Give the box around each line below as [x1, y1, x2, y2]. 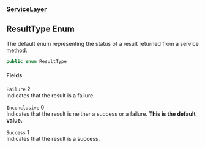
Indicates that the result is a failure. [6, 91, 95, 99]
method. [6, 47, 28, 54]
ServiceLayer [6, 5, 47, 13]
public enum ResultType [6, 58, 67, 64]
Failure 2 [6, 85, 31, 92]
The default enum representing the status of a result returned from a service [6, 40, 199, 47]
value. [6, 116, 23, 124]
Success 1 [6, 128, 29, 136]
